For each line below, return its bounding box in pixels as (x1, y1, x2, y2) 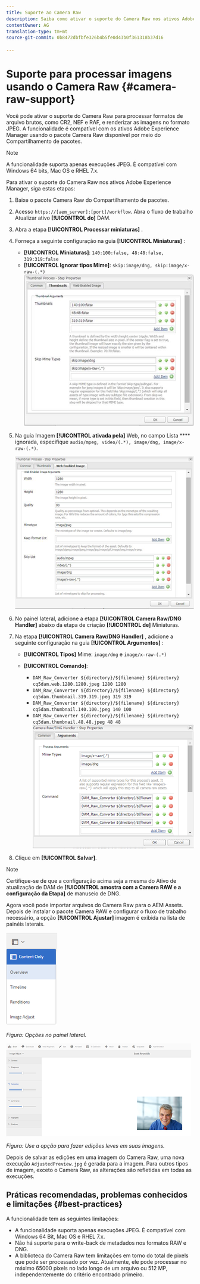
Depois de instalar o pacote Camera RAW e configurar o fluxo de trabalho (6, 908, 187, 915)
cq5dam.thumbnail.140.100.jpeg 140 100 (32, 707, 132, 713)
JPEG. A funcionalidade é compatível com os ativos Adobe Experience (6, 125, 180, 132)
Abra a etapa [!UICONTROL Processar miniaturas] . (14, 226, 143, 233)
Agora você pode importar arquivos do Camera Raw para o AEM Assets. (6, 902, 183, 909)
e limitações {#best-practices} (6, 1199, 123, 1210)
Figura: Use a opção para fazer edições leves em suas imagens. (6, 1142, 165, 1149)
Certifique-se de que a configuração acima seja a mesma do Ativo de (6, 877, 177, 885)
